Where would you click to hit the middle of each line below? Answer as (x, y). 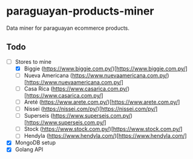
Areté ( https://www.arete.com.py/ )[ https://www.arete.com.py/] (102, 102)
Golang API (29, 149)
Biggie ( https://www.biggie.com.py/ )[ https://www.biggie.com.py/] (106, 69)
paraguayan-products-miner (80, 11)
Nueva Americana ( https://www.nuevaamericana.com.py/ (96, 75)
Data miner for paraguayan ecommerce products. (68, 28)
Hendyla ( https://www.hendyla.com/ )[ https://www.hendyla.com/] (105, 136)
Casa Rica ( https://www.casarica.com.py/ (76, 89)
